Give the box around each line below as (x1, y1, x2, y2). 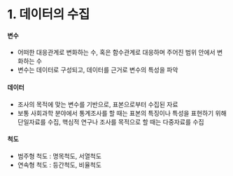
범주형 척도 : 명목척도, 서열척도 (17, 151, 102, 160)
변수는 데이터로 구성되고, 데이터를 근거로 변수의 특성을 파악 (17, 66, 178, 74)
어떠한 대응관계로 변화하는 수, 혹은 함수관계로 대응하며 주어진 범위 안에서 (17, 48, 216, 57)
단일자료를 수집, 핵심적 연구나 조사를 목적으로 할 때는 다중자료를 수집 (17, 117, 204, 126)
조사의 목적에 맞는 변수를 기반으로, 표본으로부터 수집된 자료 (17, 100, 178, 109)
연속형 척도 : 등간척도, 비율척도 (17, 161, 102, 169)
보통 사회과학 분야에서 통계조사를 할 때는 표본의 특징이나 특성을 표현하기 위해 (17, 109, 227, 117)
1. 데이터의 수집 (7, 6, 90, 22)
